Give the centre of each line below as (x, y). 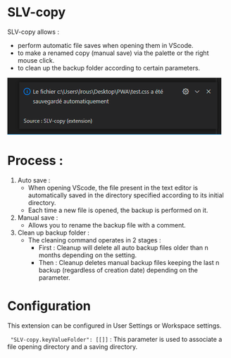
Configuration (49, 306)
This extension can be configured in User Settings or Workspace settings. (114, 326)
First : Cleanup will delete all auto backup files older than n (124, 247)
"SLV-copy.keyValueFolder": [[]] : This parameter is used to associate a (116, 339)
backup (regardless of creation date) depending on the (118, 270)
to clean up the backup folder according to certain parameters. (109, 68)
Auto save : (34, 180)
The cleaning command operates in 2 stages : (94, 240)
